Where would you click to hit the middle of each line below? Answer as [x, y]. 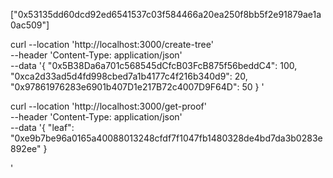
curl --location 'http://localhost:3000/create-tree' [112, 44]
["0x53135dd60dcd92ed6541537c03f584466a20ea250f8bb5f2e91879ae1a [166, 14]
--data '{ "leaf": [42, 127]
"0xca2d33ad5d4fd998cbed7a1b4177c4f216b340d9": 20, [129, 76]
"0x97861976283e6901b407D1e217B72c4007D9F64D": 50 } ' [137, 87]
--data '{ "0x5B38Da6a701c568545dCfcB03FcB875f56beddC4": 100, [154, 65]
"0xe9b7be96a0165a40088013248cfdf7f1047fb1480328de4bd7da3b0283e [166, 138]
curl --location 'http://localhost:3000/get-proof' [108, 106]
